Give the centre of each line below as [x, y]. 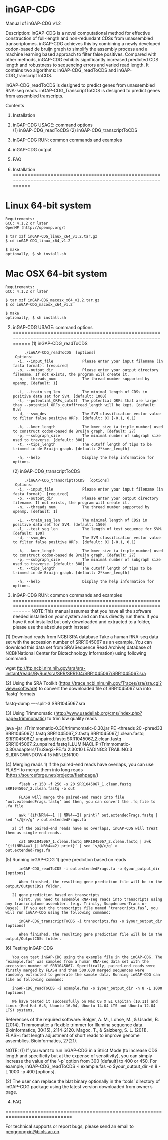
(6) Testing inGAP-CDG [29, 948]
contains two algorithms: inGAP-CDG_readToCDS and [61, 70]
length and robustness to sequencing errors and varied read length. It [77, 65]
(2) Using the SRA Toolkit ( [33, 683]
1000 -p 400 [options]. [32, 1071]
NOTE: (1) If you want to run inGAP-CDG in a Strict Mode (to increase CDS [81, 1050]
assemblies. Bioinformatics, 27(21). [41, 1040]
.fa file [14, 806]
